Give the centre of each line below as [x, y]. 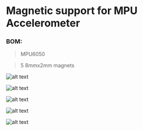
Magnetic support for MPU [72, 11]
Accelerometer [43, 23]
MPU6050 [33, 54]
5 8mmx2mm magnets [47, 65]
